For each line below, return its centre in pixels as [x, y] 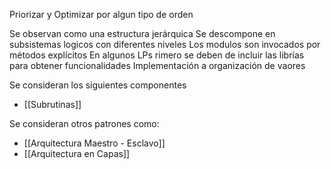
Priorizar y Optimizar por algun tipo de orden [101, 14]
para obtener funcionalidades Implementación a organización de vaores [157, 65]
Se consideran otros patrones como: [84, 123]
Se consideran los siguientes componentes [98, 85]
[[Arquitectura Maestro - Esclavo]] [94, 143]
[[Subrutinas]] [52, 104]
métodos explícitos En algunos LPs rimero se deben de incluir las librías [157, 55]
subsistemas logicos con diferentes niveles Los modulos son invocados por [165, 44]
